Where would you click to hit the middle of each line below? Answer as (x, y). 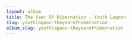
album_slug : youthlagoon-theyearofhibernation (65, 28)
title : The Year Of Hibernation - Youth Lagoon (66, 17)
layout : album (24, 11)
